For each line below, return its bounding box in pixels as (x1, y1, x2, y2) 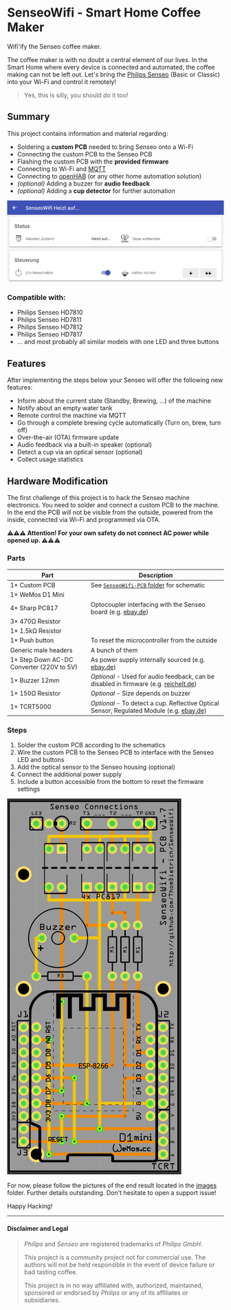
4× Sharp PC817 (10, 604, 58, 612)
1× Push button (10, 636, 54, 645)
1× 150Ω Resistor (10, 689, 60, 698)
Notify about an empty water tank (16, 404, 113, 412)
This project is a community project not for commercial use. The (23, 1253, 206, 1261)
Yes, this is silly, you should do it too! (23, 91, 129, 99)
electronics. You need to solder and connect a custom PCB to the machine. (7, 501, 220, 509)
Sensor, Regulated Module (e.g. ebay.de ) (90, 706, 207, 714)
